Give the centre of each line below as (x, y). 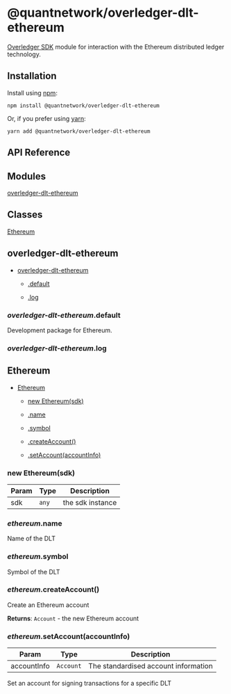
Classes (25, 215)
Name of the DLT (31, 539)
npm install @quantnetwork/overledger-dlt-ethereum (83, 106)
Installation (32, 76)
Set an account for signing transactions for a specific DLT (89, 684)
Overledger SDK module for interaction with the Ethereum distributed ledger (116, 47)
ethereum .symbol (38, 556)
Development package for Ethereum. (60, 330)
